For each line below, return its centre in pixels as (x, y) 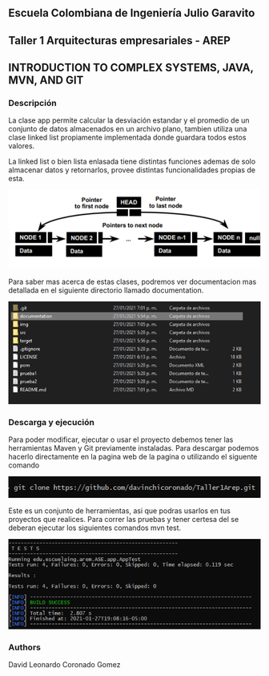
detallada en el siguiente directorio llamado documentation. (106, 290)
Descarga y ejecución (51, 422)
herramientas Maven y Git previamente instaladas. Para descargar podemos (134, 448)
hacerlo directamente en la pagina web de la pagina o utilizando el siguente (133, 457)
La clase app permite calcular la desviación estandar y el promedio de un (129, 120)
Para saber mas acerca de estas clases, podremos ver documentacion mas (132, 281)
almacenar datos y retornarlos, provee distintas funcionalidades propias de (132, 170)
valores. (22, 146)
